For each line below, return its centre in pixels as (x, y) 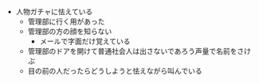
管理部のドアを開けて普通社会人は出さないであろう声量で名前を (132, 51)
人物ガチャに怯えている (54, 11)
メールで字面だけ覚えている (85, 41)
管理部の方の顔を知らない (70, 31)
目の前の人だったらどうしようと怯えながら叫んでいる (115, 71)
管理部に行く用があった (66, 21)
